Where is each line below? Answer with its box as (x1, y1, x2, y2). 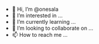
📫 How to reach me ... (11, 32, 68, 38)
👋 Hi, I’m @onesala (11, 6, 59, 12)
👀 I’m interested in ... (11, 12, 63, 19)
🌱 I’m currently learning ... (11, 18, 76, 25)
